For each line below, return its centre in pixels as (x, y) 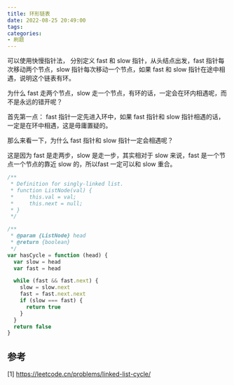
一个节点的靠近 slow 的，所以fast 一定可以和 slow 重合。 (95, 164)
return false (33, 327)
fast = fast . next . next (53, 294)
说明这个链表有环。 (47, 79)
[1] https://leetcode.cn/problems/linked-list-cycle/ (79, 374)
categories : (25, 33)
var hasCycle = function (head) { (58, 255)
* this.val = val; (43, 197)
